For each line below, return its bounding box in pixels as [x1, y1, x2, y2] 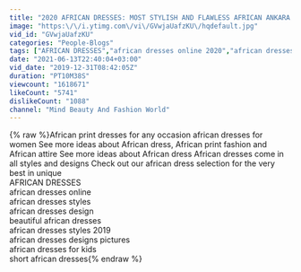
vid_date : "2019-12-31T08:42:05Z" [9, 64, 139, 73]
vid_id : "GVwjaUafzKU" [9, 30, 94, 39]
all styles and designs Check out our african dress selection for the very [9, 158, 275, 169]
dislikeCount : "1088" [9, 96, 90, 106]
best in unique [9, 168, 63, 179]
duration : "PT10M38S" [9, 72, 90, 81]
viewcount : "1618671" [9, 80, 90, 89]
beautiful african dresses [9, 215, 101, 226]
